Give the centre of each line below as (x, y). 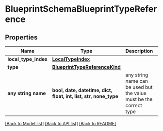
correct (134, 105)
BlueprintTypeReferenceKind (87, 67)
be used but (139, 87)
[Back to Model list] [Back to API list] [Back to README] (61, 123)
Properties (21, 37)
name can (137, 81)
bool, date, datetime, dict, (82, 90)
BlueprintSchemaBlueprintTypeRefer (81, 9)
